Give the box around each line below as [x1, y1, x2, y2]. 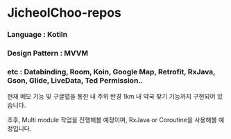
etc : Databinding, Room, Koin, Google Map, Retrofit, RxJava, [7, 67, 216, 76]
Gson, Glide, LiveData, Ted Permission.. [7, 75, 144, 85]
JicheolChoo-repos [7, 5, 121, 21]
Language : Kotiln [7, 30, 68, 40]
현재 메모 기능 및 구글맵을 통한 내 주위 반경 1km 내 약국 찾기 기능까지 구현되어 [7, 92, 216, 101]
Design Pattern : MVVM [7, 49, 89, 58]
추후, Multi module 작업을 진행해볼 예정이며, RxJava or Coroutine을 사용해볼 [7, 116, 217, 124]
